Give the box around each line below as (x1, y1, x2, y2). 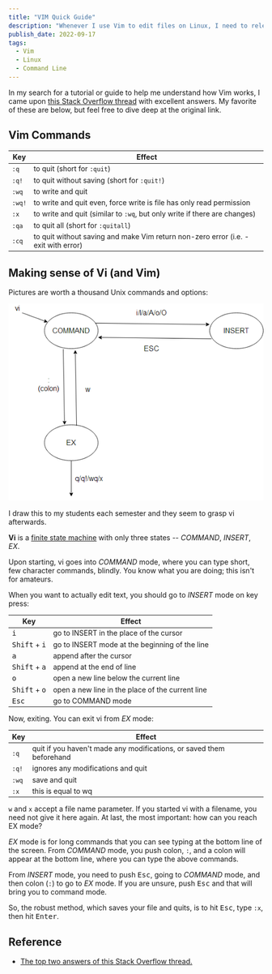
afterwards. (8, 517, 47, 526)
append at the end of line (53, 662, 137, 672)
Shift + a (11, 662, 47, 672)
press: (8, 599, 30, 608)
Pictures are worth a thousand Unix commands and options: (8, 288, 209, 298)
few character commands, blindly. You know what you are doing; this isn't (8, 565, 255, 575)
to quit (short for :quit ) (33, 164, 111, 174)
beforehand (32, 753, 71, 762)
